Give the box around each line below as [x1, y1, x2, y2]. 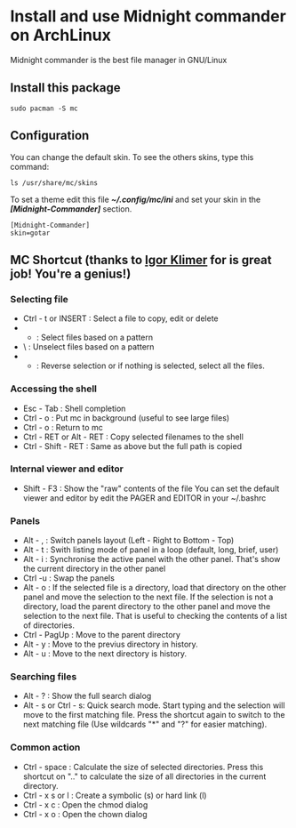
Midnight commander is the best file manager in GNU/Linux [10, 54, 228, 65]
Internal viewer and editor [10, 462, 124, 475]
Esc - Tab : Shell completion [22, 403, 126, 414]
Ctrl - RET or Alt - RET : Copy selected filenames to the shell [22, 431, 244, 442]
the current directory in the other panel [22, 563, 166, 575]
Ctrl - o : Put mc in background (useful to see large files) [22, 412, 230, 423]
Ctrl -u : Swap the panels [22, 573, 115, 583]
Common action [10, 741, 81, 753]
